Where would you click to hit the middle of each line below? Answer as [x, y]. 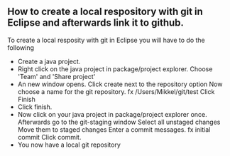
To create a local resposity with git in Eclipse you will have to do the [106, 40]
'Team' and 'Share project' [56, 76]
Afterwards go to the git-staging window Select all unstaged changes [119, 122]
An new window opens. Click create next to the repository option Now [120, 84]
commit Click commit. [49, 137]
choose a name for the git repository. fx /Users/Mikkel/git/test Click [116, 91]
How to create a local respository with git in [105, 12]
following [21, 47]
